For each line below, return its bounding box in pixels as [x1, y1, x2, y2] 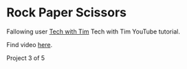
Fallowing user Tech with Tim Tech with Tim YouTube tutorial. [6, 27, 180, 36]
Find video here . [6, 40, 53, 49]
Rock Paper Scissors [6, 5, 126, 20]
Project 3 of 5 [6, 53, 45, 62]
